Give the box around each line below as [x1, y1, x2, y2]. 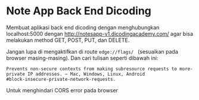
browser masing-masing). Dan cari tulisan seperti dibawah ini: [6, 54, 158, 61]
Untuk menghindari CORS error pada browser [6, 86, 118, 93]
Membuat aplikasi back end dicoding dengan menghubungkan [6, 24, 160, 31]
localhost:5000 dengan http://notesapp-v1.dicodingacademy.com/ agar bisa [6, 30, 194, 37]
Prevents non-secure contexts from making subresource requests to [6, 65, 178, 72]
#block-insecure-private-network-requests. [6, 76, 116, 82]
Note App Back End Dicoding [6, 4, 152, 18]
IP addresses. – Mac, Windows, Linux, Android [27, 71, 145, 77]
